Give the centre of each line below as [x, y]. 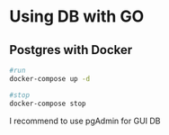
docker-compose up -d [50, 78]
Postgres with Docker [71, 50]
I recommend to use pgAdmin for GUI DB [85, 121]
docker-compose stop [48, 103]
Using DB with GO [77, 17]
